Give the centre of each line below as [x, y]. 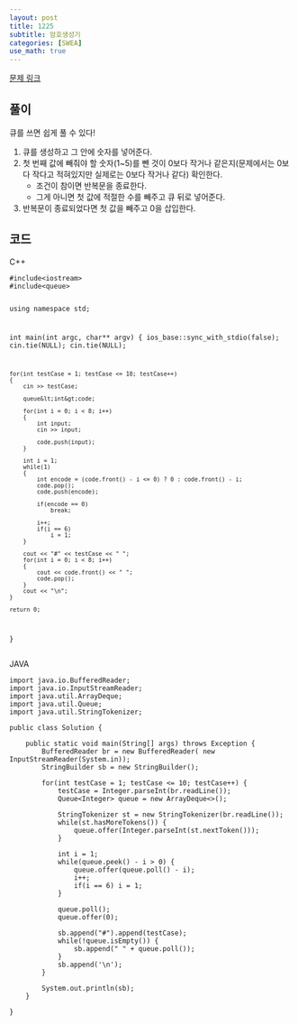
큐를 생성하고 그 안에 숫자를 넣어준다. [87, 152]
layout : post [34, 18]
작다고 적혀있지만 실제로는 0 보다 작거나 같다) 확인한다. [127, 174]
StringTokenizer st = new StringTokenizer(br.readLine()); [170, 815]
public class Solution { [56, 728]
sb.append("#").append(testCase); [122, 933]
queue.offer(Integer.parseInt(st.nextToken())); [166, 831]
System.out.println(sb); [88, 989]
